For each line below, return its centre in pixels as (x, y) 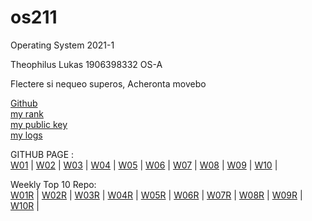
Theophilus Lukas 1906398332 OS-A (86, 64)
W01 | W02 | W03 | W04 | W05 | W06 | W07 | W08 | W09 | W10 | (144, 165)
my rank (27, 113)
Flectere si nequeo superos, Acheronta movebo (108, 83)
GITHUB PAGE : (42, 154)
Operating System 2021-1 (62, 45)
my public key (39, 124)
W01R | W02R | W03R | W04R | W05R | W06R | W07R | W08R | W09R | (156, 195)
